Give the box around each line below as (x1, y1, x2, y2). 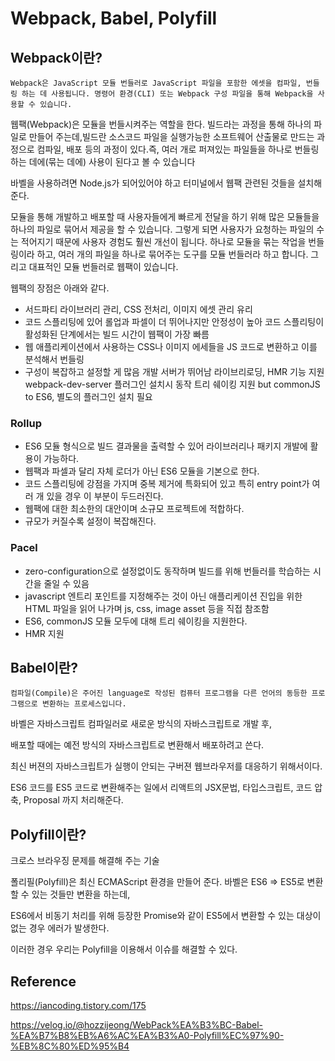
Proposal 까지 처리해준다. (23, 794, 124, 806)
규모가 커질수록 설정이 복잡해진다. (24, 515, 157, 527)
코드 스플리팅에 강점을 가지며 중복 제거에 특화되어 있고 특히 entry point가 (24, 478, 310, 490)
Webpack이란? (10, 49, 103, 66)
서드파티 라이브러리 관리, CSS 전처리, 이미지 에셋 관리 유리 (24, 303, 253, 315)
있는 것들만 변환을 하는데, (31, 888, 131, 901)
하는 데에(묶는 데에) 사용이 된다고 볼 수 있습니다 (10, 156, 196, 167)
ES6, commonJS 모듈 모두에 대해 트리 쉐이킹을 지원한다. (24, 615, 248, 627)
